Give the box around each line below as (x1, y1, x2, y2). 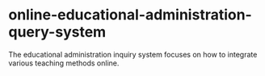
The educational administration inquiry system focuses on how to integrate (8, 49, 258, 59)
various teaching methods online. (8, 58, 120, 68)
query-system (8, 23, 107, 41)
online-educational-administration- (8, 6, 252, 24)
